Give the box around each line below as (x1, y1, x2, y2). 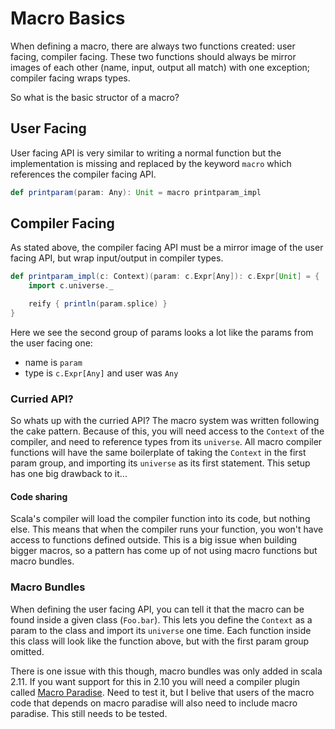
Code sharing (10, 490, 68, 502)
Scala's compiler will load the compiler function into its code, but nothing (10, 513, 311, 525)
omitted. (10, 645, 45, 657)
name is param (24, 356, 83, 368)
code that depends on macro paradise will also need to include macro (10, 697, 298, 709)
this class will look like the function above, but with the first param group (10, 635, 310, 647)
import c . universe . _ (28, 281, 114, 291)
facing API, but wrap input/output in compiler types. (10, 252, 224, 264)
